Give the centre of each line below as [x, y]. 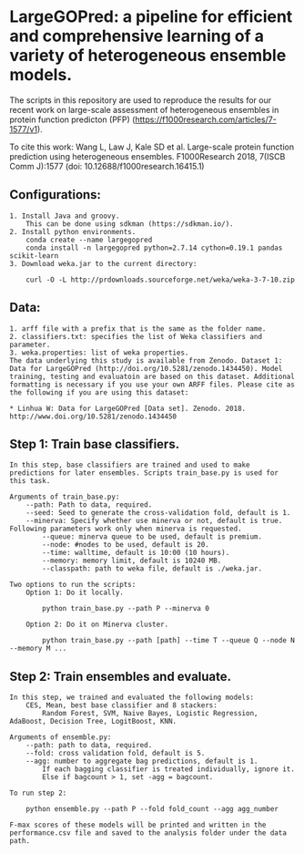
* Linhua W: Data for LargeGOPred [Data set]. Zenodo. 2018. [128, 408]
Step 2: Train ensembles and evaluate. [121, 676]
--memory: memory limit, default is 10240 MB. [132, 561]
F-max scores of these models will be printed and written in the [138, 825]
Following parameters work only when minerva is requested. [126, 529]
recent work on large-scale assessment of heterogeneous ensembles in [144, 109]
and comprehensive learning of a [137, 36]
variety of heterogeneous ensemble [148, 56]
